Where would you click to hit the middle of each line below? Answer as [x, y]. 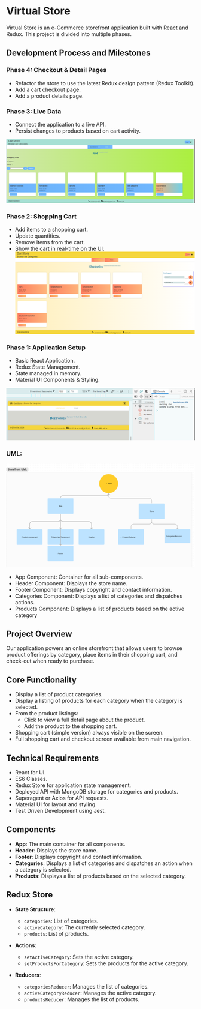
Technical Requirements [53, 758]
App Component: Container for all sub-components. [79, 577]
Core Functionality [41, 680]
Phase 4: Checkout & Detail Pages [57, 70]
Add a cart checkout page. [48, 89]
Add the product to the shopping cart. [70, 726]
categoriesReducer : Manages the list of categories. [86, 986]
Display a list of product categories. [59, 694]
